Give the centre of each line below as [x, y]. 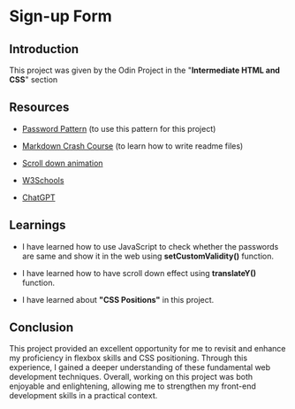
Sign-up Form [61, 16]
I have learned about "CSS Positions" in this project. [118, 299]
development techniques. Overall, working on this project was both [131, 377]
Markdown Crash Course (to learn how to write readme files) [132, 146]
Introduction [44, 49]
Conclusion [42, 328]
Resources [39, 108]
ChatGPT [38, 197]
